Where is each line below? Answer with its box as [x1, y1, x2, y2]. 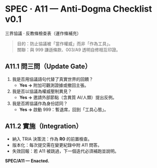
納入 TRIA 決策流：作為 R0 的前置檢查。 [12, 136, 92, 142]
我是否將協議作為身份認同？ [12, 101, 68, 106]
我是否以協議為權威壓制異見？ [12, 88, 72, 94]
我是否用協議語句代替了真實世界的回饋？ [12, 76, 93, 82]
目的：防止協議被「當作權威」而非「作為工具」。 [17, 40, 113, 47]
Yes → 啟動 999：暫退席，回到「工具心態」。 [19, 106, 109, 112]
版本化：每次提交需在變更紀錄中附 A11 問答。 [12, 142, 102, 148]
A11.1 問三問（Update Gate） [5, 62, 91, 71]
